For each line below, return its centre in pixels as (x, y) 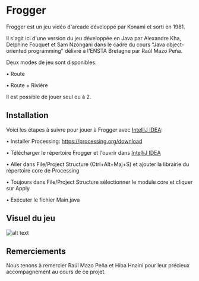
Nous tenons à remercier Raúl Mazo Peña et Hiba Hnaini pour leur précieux (98, 266)
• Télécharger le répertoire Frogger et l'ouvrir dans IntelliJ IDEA (84, 152)
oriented (16, 50)
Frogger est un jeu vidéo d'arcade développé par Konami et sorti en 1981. (96, 27)
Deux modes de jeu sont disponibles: (51, 62)
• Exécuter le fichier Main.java (43, 200)
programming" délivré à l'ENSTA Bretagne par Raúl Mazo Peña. (105, 50)
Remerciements (36, 251)
